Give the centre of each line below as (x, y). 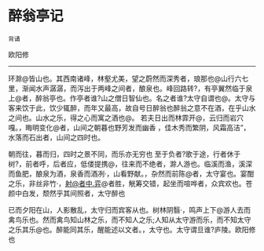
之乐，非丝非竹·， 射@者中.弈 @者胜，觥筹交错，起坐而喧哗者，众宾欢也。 (127, 183)
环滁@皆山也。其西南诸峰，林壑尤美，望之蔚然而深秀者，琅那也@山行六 (125, 78)
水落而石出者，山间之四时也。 (56, 137)
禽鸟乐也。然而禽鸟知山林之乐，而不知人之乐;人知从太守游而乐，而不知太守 (130, 220)
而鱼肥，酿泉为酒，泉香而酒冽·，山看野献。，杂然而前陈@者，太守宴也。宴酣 (131, 173)
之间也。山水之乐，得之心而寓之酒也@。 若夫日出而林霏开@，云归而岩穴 (126, 118)
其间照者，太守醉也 (94, 193)
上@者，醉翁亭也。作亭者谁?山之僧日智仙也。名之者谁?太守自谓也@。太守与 (132, 98)
